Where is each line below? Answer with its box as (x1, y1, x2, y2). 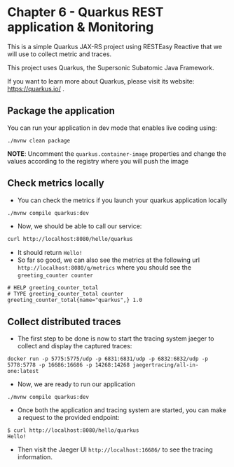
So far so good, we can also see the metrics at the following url (17, 256, 200, 264)
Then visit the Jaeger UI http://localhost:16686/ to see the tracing (17, 445, 214, 454)
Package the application (7, 105, 116, 117)
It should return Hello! (17, 249, 83, 257)
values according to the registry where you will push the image (7, 157, 189, 165)
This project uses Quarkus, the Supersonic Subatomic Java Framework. (7, 63, 214, 72)
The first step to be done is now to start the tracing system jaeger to (17, 334, 214, 343)
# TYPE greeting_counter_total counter (7, 291, 124, 298)
